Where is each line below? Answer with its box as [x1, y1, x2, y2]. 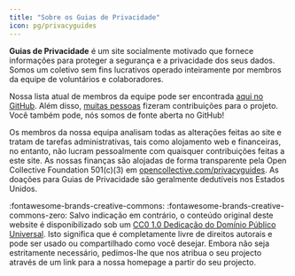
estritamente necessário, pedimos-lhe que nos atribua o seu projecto [9, 247, 262, 257]
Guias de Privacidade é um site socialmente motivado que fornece [9, 45, 254, 56]
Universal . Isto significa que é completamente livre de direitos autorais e [9, 228, 273, 239]
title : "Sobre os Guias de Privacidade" [9, 12, 161, 22]
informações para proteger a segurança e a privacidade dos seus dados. [9, 55, 276, 65]
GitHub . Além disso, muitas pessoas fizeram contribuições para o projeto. [9, 100, 279, 111]
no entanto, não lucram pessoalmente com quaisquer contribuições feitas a [9, 145, 285, 156]
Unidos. [9, 183, 38, 194]
